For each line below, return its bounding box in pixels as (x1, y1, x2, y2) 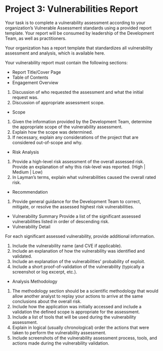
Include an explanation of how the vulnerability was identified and (12, 248, 145, 254)
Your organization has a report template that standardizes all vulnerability (5, 45, 153, 51)
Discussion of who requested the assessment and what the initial (12, 89, 143, 95)
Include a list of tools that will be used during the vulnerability (12, 314, 136, 320)
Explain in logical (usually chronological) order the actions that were (12, 324, 149, 330)
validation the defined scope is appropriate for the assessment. (12, 309, 140, 315)
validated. (12, 253, 32, 259)
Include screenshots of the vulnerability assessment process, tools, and (12, 335, 158, 341)
